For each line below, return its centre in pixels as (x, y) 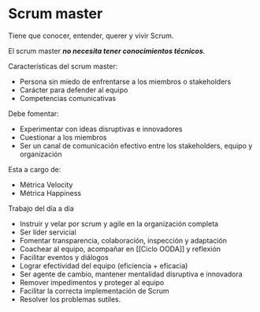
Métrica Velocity (46, 184)
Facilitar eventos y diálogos (64, 257)
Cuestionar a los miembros (63, 137)
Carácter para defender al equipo (74, 90)
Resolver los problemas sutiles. (70, 299)
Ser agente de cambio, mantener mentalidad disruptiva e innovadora (131, 274)
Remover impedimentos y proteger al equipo (92, 282)
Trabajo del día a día (41, 208)
